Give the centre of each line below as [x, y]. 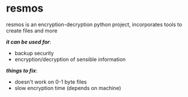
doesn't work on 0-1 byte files [50, 82]
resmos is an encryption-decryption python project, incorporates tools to [94, 24]
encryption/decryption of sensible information [70, 59]
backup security [34, 53]
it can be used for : [29, 42]
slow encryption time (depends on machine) [68, 88]
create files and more [32, 30]
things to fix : [22, 70]
